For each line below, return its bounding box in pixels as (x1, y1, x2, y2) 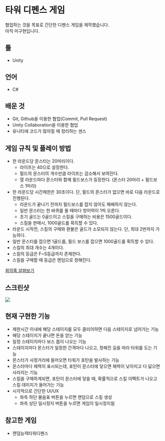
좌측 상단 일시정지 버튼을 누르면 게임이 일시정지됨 (19, 400, 115, 406)
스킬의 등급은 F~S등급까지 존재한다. (12, 251, 82, 257)
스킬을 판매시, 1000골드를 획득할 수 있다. (19, 220, 98, 226)
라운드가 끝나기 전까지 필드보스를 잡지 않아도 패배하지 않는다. (19, 201, 137, 208)
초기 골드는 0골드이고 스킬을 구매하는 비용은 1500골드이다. (19, 214, 132, 220)
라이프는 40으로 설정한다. (19, 164, 69, 171)
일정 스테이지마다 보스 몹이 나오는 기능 (12, 338, 86, 344)
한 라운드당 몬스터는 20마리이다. (12, 158, 75, 164)
